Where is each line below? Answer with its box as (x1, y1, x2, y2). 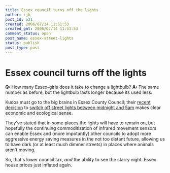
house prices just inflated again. (5, 162, 73, 168)
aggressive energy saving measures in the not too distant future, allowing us (5, 135, 165, 142)
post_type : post (5, 45, 40, 50)
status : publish (5, 41, 40, 46)
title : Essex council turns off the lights (5, 7, 99, 13)
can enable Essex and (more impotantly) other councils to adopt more (5, 130, 151, 136)
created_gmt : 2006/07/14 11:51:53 (5, 26, 79, 31)
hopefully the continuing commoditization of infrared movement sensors (5, 125, 157, 131)
